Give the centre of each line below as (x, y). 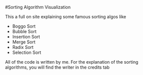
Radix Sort (23, 47)
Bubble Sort (24, 31)
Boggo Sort (24, 26)
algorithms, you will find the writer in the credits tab (57, 67)
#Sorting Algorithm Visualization (38, 7)
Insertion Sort (26, 37)
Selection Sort (27, 52)
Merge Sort (24, 42)
